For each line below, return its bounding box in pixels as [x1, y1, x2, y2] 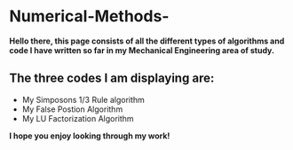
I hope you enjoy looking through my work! [9, 130, 170, 141]
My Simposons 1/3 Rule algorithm [21, 94, 145, 105]
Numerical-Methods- [9, 6, 170, 27]
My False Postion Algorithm [21, 104, 123, 114]
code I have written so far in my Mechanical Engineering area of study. [9, 44, 275, 55]
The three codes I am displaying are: [9, 71, 215, 86]
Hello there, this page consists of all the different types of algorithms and [9, 36, 285, 46]
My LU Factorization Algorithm [21, 113, 135, 123]
